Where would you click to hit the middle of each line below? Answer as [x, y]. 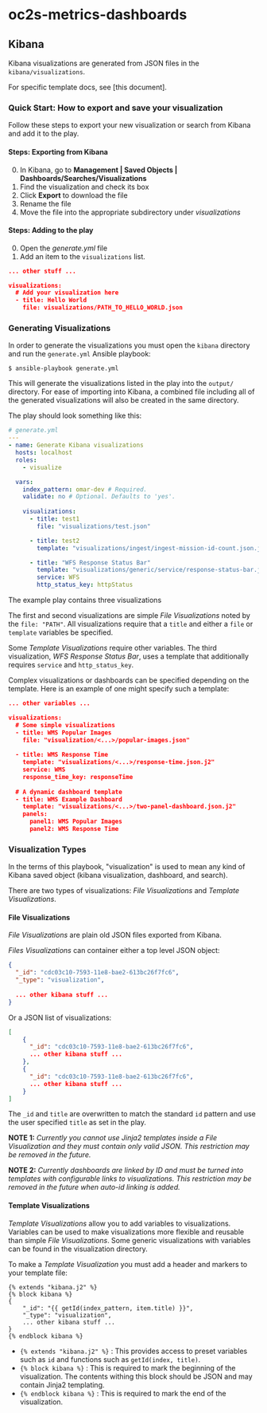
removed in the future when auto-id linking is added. [94, 1187]
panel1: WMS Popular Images [76, 822]
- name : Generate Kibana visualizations [76, 445]
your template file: [38, 1273]
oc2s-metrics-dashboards [98, 15]
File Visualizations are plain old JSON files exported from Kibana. [115, 935]
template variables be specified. [61, 632]
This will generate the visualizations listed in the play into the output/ [121, 384]
